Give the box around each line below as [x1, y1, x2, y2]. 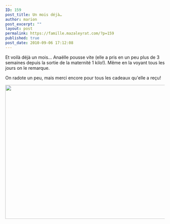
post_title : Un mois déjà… [5, 12, 62, 17]
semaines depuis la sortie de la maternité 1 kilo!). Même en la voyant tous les [5, 59, 165, 66]
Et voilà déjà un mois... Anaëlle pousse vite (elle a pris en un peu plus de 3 [5, 54, 160, 60]
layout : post [5, 26, 33, 31]
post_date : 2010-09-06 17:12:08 [5, 40, 73, 46]
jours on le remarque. [5, 65, 50, 71]
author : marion [5, 17, 37, 22]
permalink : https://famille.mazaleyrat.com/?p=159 [5, 31, 114, 36]
